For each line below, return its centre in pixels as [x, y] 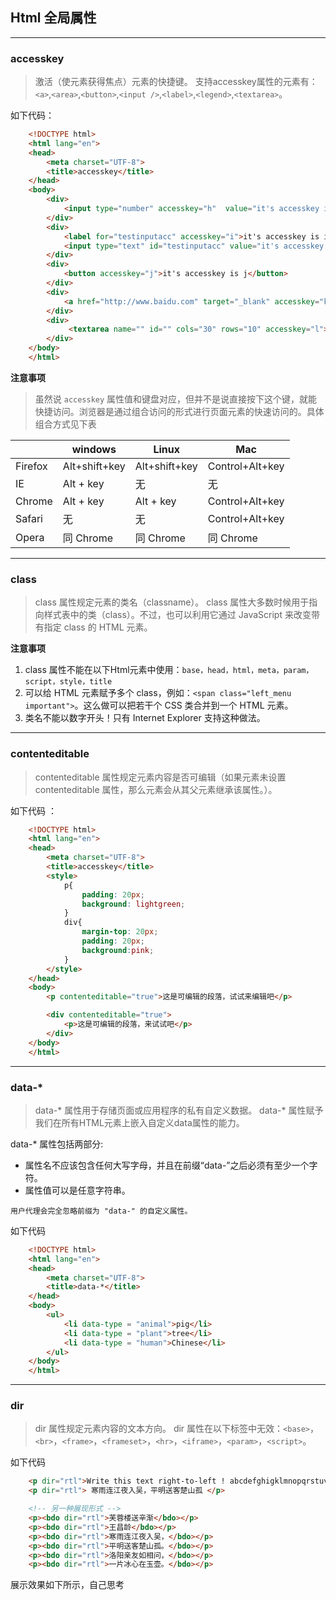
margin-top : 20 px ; [120, 932]
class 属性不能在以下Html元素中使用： [103, 670]
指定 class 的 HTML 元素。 [98, 627]
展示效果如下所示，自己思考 [67, 1585]
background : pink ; [118, 950]
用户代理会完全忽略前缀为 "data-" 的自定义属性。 [101, 1211]
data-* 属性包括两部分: [57, 1144]
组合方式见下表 [65, 424]
